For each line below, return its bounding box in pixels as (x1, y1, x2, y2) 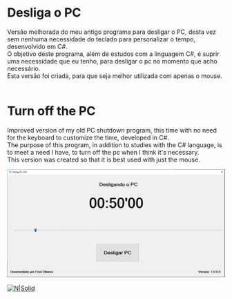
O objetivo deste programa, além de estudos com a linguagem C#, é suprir (7, 50, 220, 58)
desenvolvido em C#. (7, 42, 68, 50)
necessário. (7, 64, 41, 73)
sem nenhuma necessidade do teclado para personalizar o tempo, (7, 35, 195, 43)
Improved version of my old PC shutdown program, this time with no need (7, 126, 217, 134)
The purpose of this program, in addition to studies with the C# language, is (7, 140, 222, 149)
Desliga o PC (7, 5, 81, 21)
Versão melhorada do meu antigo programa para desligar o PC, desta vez (7, 28, 216, 36)
